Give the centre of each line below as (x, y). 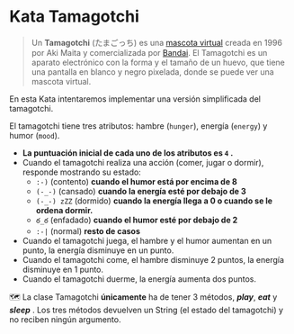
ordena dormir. (64, 210)
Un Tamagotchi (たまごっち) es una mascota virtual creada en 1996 (157, 42)
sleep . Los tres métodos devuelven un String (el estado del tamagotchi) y (147, 310)
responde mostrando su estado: (81, 172)
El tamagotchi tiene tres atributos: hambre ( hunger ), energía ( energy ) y (138, 126)
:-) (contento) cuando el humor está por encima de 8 (137, 181)
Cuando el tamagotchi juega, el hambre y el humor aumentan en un (147, 240)
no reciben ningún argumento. (65, 319)
